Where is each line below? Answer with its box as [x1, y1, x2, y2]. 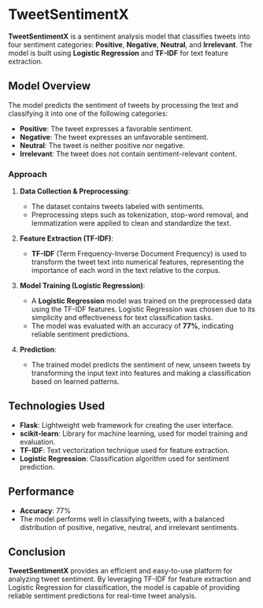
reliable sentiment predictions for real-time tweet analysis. [8, 591, 197, 601]
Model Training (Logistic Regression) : [19, 281, 146, 290]
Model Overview [8, 79, 91, 93]
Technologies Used [8, 400, 105, 413]
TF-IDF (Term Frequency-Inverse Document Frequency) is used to [31, 249, 246, 259]
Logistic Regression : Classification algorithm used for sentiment [19, 454, 230, 463]
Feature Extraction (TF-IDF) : [19, 234, 114, 243]
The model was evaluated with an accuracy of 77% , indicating [31, 321, 234, 331]
